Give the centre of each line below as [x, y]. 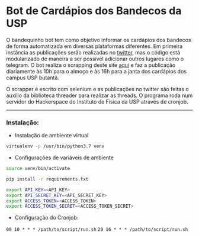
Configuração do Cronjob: [46, 218]
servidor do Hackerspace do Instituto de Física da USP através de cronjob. [97, 101]
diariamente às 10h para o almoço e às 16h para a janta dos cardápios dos [96, 71]
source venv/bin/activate [38, 169]
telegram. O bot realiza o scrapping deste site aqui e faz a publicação [91, 65]
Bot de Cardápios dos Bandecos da [94, 11]
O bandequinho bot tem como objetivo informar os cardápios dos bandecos [99, 40]
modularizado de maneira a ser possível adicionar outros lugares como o [95, 59]
